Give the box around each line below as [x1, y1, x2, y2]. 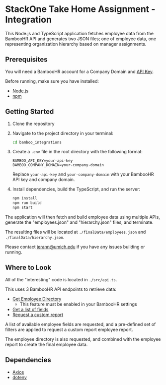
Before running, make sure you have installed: [5, 78, 99, 84]
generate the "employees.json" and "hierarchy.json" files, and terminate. [5, 219, 154, 225]
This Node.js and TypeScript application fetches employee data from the [5, 30, 154, 36]
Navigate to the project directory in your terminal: [12, 130, 113, 136]
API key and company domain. [12, 177, 75, 183]
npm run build [12, 200, 42, 205]
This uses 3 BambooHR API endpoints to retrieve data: [5, 286, 117, 292]
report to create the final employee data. [5, 341, 88, 347]
